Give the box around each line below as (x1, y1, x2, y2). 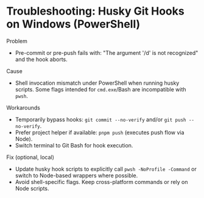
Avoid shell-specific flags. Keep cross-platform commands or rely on (15, 178, 188, 185)
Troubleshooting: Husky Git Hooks (6, 4, 185, 18)
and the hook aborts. (15, 55, 68, 63)
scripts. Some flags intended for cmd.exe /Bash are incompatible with (15, 85, 187, 93)
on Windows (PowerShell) (6, 17, 141, 31)
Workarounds (6, 104, 41, 111)
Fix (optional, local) (6, 154, 55, 161)
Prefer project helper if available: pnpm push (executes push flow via (15, 129, 185, 136)
